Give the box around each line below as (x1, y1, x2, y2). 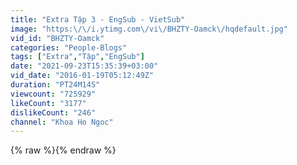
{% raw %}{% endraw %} (10, 144, 117, 156)
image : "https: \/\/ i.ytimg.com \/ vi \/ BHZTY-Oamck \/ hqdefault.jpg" (10, 24, 288, 34)
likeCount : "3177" (10, 98, 87, 108)
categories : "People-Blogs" (10, 42, 128, 53)
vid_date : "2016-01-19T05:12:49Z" (10, 71, 155, 81)
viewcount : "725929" (10, 89, 97, 99)
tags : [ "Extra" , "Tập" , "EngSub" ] (10, 52, 145, 62)
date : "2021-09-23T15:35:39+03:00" (10, 61, 159, 71)
